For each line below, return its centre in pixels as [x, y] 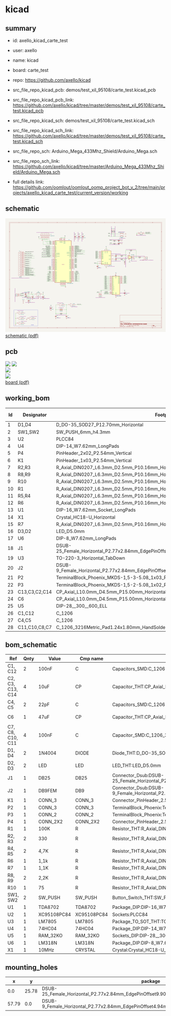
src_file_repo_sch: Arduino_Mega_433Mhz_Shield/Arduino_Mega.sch [85, 151]
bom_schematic [31, 645]
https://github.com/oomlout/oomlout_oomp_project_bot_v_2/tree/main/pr [89, 187]
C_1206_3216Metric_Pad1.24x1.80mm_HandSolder [111, 627]
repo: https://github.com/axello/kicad [52, 80]
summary [21, 28]
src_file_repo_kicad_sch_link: [43, 130]
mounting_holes [32, 967]
